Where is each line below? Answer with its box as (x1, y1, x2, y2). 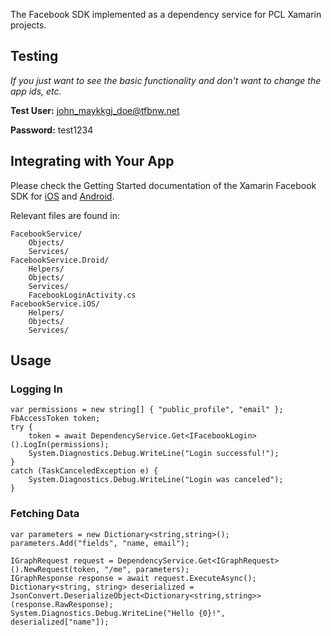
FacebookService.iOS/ (10, 299, 101, 309)
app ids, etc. (10, 85, 62, 97)
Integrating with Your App (10, 153, 175, 170)
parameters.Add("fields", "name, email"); (10, 538, 190, 548)
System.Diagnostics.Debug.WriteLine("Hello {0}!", (10, 608, 226, 618)
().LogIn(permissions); (10, 440, 110, 450)
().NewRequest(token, (10, 564, 101, 574)
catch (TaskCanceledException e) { (10, 466, 159, 476)
